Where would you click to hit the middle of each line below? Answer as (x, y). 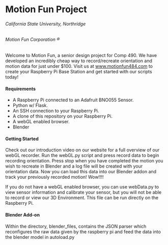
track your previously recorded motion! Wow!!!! (54, 177)
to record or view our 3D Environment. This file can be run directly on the (82, 198)
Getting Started (22, 139)
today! (12, 77)
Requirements (21, 89)
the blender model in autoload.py (40, 237)
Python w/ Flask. (30, 105)
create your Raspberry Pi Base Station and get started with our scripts (79, 72)
